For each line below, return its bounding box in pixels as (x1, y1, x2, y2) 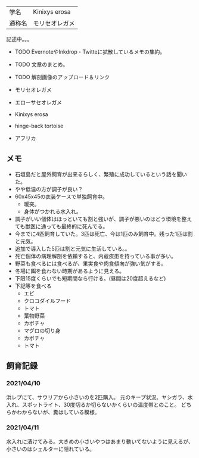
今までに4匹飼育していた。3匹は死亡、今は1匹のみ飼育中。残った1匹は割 (14, 230, 193, 237)
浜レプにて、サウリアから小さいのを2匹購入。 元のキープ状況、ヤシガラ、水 (6, 393, 193, 401)
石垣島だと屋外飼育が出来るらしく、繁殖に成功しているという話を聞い (14, 170, 188, 177)
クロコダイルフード (23, 297, 71, 304)
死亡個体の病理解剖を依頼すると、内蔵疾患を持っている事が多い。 (14, 253, 177, 260)
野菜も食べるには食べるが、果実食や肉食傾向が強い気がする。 (14, 260, 167, 267)
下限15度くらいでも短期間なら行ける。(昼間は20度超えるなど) (14, 275, 166, 282)
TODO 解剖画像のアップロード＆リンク (14, 74, 110, 80)
